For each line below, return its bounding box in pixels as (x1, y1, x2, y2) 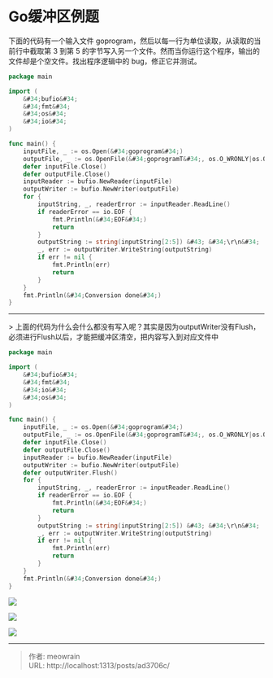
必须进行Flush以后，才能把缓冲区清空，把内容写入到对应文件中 (8, 332, 219, 342)
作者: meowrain (28, 651, 80, 661)
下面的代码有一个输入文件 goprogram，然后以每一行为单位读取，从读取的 (8, 36, 254, 46)
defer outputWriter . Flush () (23, 469, 118, 477)
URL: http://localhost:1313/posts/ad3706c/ (28, 660, 171, 670)
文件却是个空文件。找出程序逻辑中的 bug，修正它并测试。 (8, 56, 201, 66)
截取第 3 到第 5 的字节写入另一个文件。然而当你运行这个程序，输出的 (29, 46, 260, 55)
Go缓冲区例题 (8, 7, 100, 26)
